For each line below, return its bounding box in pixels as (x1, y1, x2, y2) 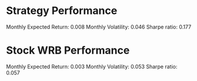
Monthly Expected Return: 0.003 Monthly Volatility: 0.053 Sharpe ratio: (6, 63, 178, 70)
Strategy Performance (6, 4, 118, 17)
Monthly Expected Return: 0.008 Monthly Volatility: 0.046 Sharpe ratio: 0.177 (6, 23, 192, 30)
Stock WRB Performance (6, 44, 130, 57)
